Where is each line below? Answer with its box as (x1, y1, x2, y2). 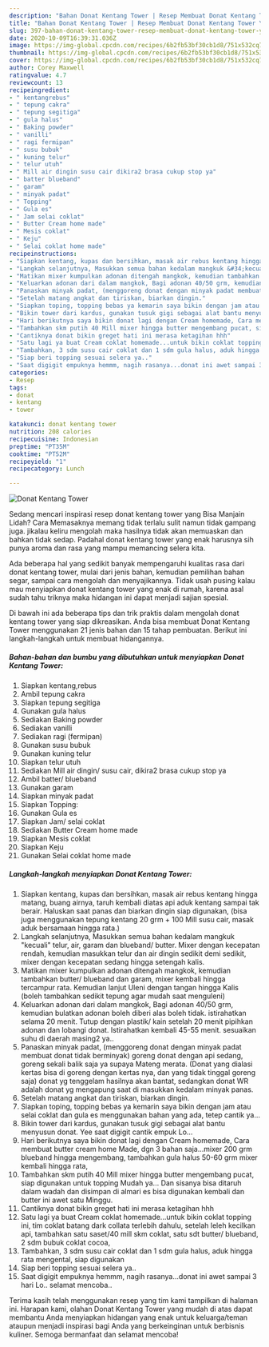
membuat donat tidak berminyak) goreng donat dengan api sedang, (20, 1051, 243, 1061)
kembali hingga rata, (20, 1161, 89, 1171)
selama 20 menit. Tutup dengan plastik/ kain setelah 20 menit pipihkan (20, 1017, 254, 1026)
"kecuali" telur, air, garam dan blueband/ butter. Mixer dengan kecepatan (20, 941, 260, 950)
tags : (9, 383, 27, 392)
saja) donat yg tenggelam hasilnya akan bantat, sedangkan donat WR (20, 1077, 249, 1086)
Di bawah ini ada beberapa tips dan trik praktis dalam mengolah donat (9, 609, 239, 618)
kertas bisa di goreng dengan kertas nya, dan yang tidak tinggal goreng (20, 1068, 256, 1077)
